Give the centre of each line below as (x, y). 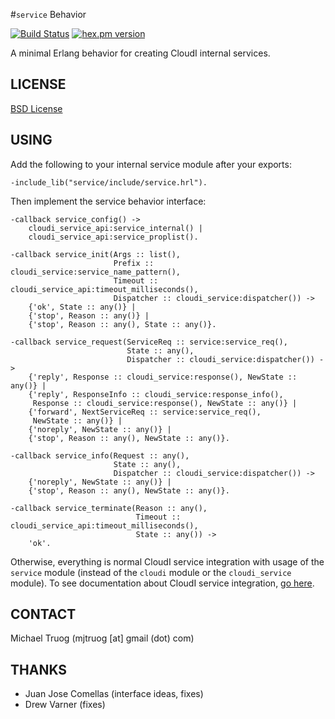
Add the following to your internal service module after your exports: (151, 164)
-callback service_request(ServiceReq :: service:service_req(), (149, 342)
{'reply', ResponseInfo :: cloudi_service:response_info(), (156, 394)
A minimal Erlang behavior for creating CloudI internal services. (140, 53)
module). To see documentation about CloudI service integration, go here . (162, 583)
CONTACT (43, 614)
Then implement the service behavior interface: (108, 201)
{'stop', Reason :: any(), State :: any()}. (122, 324)
